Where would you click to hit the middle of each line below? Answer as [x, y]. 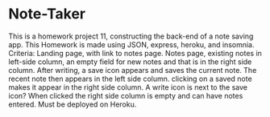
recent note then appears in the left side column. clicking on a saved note [130, 79]
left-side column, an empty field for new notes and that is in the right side [130, 62]
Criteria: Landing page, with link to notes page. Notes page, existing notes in [135, 53]
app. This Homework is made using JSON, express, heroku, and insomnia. [131, 44]
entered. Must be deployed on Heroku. [73, 104]
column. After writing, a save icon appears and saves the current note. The [133, 70]
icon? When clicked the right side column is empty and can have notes [126, 95]
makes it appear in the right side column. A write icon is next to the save [128, 87]
